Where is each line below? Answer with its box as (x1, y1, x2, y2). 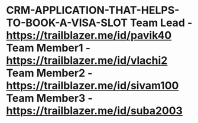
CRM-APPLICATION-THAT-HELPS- (6, 4, 180, 17)
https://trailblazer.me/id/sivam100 (6, 79, 179, 92)
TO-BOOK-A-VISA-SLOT (6, 16, 128, 30)
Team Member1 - (6, 41, 90, 55)
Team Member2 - (6, 66, 93, 80)
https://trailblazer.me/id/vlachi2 (6, 54, 168, 67)
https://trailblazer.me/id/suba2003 (6, 104, 183, 118)
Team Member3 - (6, 92, 93, 105)
